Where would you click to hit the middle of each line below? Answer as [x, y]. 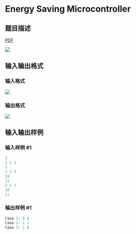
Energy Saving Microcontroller [68, 9]
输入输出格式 [24, 66]
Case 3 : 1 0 [17, 227]
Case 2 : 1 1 [17, 223]
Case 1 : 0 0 [17, 218]
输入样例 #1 [18, 148]
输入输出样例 [24, 133]
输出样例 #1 [18, 208]
